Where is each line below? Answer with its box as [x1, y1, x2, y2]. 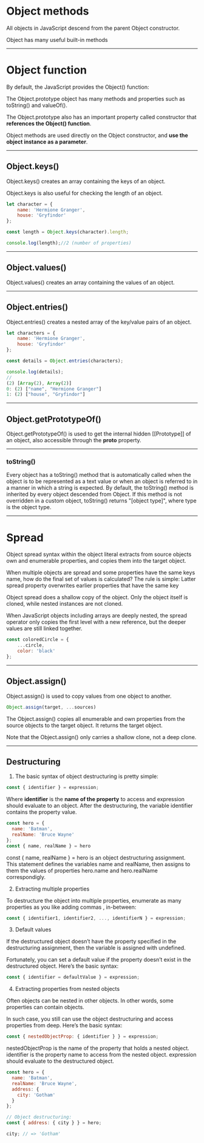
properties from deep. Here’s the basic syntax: [6, 1022, 123, 1029]
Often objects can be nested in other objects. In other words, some [6, 997, 174, 1004]
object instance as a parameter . [6, 138, 88, 145]
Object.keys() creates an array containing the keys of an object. [6, 178, 166, 185]
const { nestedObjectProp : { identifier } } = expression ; [6, 1034, 159, 1040]
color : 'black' [17, 648, 56, 655]
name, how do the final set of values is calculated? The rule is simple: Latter [6, 575, 196, 583]
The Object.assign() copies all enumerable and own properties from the [6, 715, 185, 722]
